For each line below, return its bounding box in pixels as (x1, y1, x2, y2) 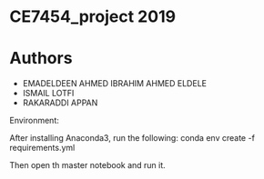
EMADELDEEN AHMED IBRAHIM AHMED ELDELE (22, 78, 208, 89)
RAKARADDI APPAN (22, 97, 98, 108)
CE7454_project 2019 (9, 6, 176, 27)
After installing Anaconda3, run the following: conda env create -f (9, 133, 255, 144)
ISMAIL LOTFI (22, 88, 75, 99)
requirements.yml (9, 143, 76, 154)
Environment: (9, 115, 59, 126)
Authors (9, 48, 73, 69)
